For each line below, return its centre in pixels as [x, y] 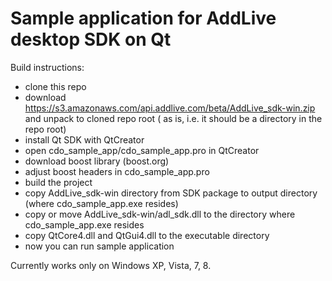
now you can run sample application [99, 246]
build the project [58, 182]
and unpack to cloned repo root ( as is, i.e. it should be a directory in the [173, 118]
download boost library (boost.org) [97, 161]
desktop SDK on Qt [91, 39]
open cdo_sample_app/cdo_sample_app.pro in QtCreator [142, 150]
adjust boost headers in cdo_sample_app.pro [117, 171]
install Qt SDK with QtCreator [84, 139]
